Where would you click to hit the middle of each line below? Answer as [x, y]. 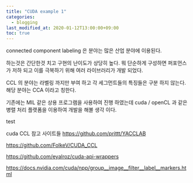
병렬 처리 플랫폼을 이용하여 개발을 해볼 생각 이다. [61, 110]
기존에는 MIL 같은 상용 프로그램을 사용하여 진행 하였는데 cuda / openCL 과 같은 [97, 102]
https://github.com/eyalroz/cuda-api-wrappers [62, 157]
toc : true [18, 33]
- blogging [25, 22]
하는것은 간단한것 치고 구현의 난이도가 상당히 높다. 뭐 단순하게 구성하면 [86, 63]
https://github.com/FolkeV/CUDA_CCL [52, 145]
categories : [20, 17]
